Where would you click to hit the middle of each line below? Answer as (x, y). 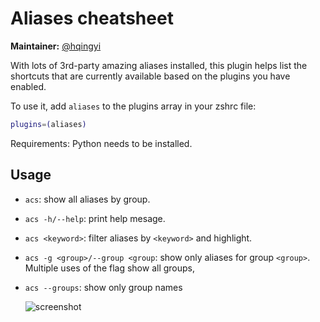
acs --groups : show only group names (103, 287)
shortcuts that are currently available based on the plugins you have (150, 76)
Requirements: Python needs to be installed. (101, 143)
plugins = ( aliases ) (48, 124)
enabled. (28, 86)
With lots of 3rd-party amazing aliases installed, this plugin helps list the (159, 65)
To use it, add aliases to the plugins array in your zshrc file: (133, 106)
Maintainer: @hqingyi (56, 46)
